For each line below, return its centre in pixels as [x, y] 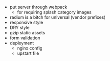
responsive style [26, 22]
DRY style [20, 28]
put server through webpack [38, 7]
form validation [25, 38]
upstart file [28, 53]
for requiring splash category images [54, 12]
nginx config [30, 48]
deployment [22, 43]
